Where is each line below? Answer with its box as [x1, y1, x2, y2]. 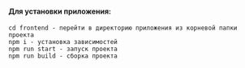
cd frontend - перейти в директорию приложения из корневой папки [8, 24, 238, 32]
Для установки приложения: [8, 6, 112, 16]
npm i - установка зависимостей [8, 38, 118, 46]
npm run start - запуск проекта [8, 45, 118, 54]
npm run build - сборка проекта [8, 52, 118, 60]
